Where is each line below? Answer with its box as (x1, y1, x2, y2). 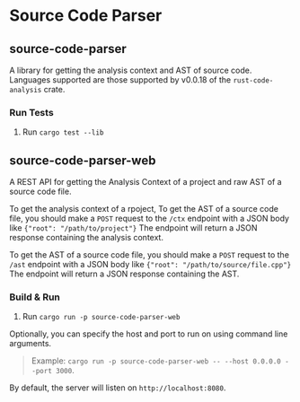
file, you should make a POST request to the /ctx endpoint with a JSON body (9, 213, 290, 224)
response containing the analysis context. (9, 232, 164, 243)
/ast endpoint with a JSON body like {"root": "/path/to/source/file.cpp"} (9, 259, 292, 270)
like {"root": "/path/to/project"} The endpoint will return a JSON (9, 223, 258, 233)
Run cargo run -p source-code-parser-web (22, 311, 181, 322)
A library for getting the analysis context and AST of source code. (9, 65, 252, 75)
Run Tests (9, 106, 54, 118)
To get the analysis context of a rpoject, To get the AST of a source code (9, 204, 278, 214)
